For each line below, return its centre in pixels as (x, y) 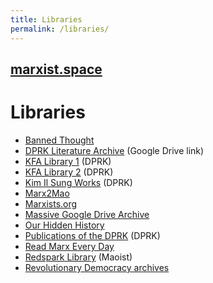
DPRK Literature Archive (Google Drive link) (114, 150)
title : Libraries (46, 19)
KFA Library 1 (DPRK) (68, 161)
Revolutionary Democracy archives (97, 267)
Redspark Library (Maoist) (78, 257)
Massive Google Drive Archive (87, 214)
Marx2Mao (47, 193)
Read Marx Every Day (69, 246)
